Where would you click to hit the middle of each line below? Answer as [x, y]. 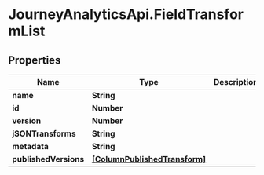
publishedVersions [48, 159]
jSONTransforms [44, 133]
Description [236, 82]
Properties [35, 60]
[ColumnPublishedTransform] [149, 159]
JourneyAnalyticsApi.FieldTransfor [126, 15]
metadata [30, 146]
